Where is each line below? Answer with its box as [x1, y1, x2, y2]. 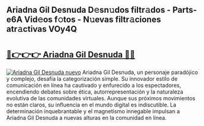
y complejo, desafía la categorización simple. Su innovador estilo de [6, 75, 178, 82]
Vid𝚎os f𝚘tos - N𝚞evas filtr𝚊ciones [24, 15, 161, 25]
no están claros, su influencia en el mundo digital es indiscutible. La [6, 101, 177, 108]
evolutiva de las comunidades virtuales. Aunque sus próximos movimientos [6, 95, 195, 102]
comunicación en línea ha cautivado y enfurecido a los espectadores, [6, 82, 181, 89]
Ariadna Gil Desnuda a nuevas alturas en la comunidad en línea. [6, 114, 167, 121]
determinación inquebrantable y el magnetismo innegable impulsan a [6, 108, 180, 115]
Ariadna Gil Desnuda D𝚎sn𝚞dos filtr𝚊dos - [6, 5, 171, 15]
